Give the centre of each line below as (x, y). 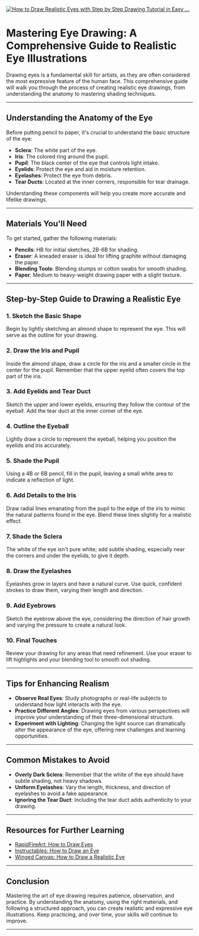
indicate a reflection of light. (41, 480)
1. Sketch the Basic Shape (44, 316)
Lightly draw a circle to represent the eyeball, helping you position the (91, 439)
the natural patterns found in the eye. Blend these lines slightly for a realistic (99, 514)
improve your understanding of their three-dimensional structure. (94, 717)
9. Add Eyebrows (31, 606)
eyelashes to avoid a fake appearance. (62, 793)
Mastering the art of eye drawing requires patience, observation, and (90, 896)
